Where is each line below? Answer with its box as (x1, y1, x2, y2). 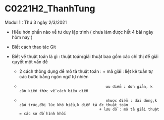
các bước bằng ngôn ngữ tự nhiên (19, 73, 89, 79)
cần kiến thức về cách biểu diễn (19, 88, 89, 93)
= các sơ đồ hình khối (19, 111, 66, 116)
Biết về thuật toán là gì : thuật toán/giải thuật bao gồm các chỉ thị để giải (11, 53, 159, 60)
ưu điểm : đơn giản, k (106, 84, 153, 89)
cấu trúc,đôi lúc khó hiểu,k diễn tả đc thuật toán (19, 102, 128, 107)
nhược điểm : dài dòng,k (106, 98, 157, 103)
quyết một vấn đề (11, 59, 48, 64)
